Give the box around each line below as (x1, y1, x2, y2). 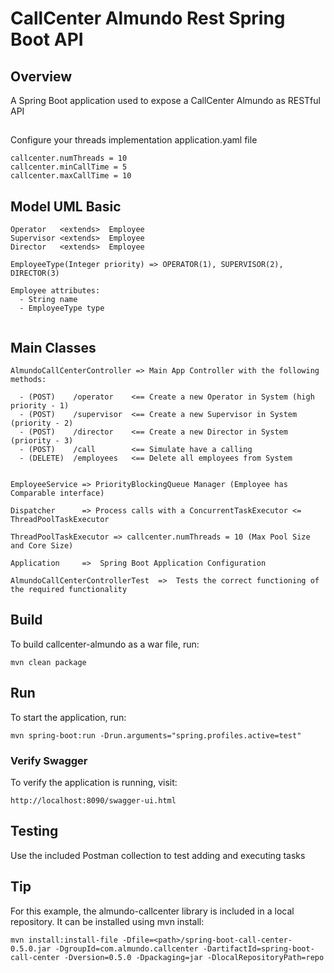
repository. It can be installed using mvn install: (10, 915, 205, 927)
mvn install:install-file (10, 935, 118, 945)
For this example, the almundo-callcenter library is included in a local (10, 905, 295, 917)
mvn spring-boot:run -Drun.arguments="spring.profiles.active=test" (10, 730, 302, 741)
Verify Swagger (10, 753, 88, 767)
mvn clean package (10, 657, 87, 667)
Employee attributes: (10, 286, 101, 296)
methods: (10, 375, 47, 385)
